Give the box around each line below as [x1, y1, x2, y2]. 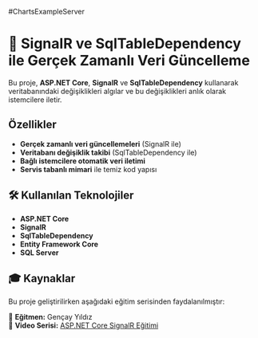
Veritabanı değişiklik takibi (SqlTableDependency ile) [19, 147, 197, 157]
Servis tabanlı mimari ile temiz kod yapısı [19, 164, 157, 174]
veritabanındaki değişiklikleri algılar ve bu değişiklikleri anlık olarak [8, 86, 227, 96]
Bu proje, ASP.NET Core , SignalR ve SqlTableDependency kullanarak [8, 77, 239, 87]
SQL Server [19, 247, 59, 257]
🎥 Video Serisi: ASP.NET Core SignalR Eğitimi [8, 320, 159, 330]
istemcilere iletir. [8, 95, 62, 104]
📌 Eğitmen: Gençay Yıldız [8, 312, 93, 322]
